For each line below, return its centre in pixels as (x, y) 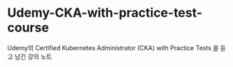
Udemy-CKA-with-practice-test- (105, 13)
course (28, 28)
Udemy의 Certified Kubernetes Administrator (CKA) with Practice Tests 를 (113, 47)
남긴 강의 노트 (33, 57)
